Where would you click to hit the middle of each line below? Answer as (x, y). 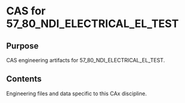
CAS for (26, 11)
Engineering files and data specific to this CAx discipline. (77, 93)
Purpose (23, 46)
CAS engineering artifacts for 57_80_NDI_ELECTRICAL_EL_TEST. (86, 60)
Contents (24, 79)
